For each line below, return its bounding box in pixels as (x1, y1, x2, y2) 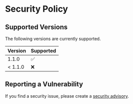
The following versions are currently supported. (5, 36, 101, 42)
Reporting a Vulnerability (5, 80, 83, 88)
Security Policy (5, 3, 68, 15)
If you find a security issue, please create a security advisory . (5, 93, 129, 99)
